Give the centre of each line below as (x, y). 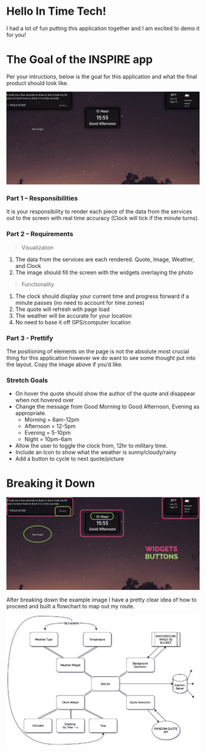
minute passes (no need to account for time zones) (80, 302)
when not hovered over (45, 400)
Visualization (37, 247)
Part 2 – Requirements (40, 234)
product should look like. (37, 83)
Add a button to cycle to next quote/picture (70, 459)
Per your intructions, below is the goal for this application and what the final (102, 76)
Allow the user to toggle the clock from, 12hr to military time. (91, 446)
